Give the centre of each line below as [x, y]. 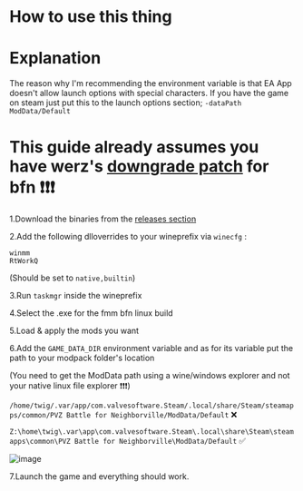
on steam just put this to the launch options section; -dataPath [126, 103]
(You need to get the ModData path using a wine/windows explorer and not [150, 376]
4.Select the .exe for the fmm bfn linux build [92, 313]
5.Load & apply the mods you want [74, 331]
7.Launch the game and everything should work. [99, 476]
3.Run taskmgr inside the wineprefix [76, 296]
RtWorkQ [24, 261]
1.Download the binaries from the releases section [103, 219]
